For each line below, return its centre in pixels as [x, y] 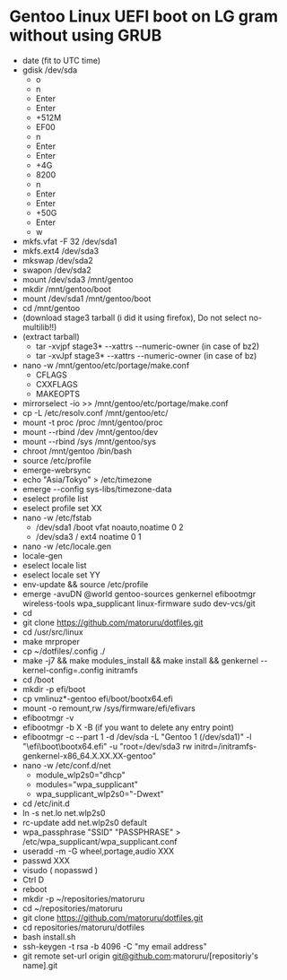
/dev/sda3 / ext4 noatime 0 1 [88, 536]
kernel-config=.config [63, 670]
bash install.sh [49, 937]
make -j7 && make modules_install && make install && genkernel [140, 660]
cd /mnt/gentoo [51, 308]
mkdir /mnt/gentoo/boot [67, 289]
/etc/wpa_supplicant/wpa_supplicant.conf [100, 841]
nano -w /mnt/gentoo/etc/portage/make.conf [106, 365]
